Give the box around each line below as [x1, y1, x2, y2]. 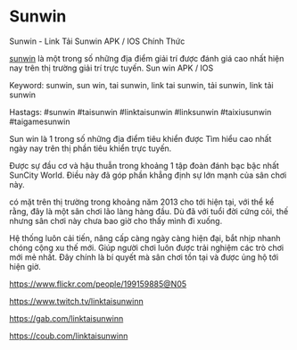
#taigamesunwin [9, 116, 70, 127]
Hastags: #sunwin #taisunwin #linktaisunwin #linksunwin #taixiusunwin [9, 106, 272, 117]
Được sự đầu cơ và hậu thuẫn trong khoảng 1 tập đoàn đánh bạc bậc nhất [9, 160, 279, 171]
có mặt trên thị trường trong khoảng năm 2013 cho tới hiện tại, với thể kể [9, 196, 275, 207]
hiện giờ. [9, 261, 42, 271]
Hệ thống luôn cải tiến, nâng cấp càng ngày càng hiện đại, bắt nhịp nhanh [9, 232, 281, 243]
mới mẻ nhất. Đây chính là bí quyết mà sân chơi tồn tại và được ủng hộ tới [9, 252, 279, 262]
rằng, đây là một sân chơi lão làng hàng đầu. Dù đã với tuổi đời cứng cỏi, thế [9, 205, 289, 216]
